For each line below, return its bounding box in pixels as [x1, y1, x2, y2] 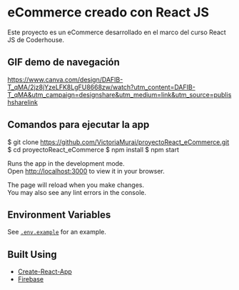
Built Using [7, 248, 57, 261]
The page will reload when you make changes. [7, 180, 145, 189]
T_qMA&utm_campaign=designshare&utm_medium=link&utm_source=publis [7, 90, 232, 99]
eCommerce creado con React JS [7, 4, 209, 21]
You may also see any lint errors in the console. [7, 188, 146, 196]
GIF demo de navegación [7, 56, 120, 69]
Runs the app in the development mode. [7, 159, 125, 168]
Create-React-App [17, 267, 73, 276]
